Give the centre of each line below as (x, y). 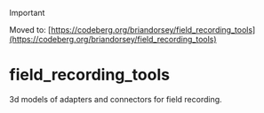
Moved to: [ (30, 30)
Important (27, 13)
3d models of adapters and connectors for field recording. (116, 99)
